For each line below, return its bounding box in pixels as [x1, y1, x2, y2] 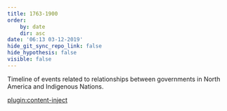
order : [7, 17, 27, 24]
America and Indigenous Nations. [7, 82, 104, 91]
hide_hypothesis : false [7, 50, 77, 57]
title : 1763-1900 [7, 10, 58, 17]
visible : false [7, 56, 52, 63]
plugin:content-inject [7, 96, 68, 104]
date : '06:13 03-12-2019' [7, 36, 83, 43]
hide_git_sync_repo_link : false [7, 43, 102, 50]
